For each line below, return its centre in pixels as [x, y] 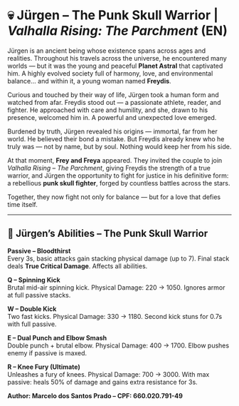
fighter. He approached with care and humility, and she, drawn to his [108, 110]
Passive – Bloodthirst [39, 250]
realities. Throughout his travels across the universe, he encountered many [117, 58]
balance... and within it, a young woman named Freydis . [90, 81]
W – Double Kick [32, 309]
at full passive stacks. [39, 295]
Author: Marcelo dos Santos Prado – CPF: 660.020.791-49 [95, 395]
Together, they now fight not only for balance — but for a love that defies [114, 197]
